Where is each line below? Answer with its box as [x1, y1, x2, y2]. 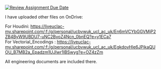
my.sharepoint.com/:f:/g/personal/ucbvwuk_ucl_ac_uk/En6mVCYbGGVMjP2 [5, 29, 156, 34]
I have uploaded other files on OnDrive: [5, 14, 83, 19]
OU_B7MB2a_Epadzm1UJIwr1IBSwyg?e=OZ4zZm [5, 49, 103, 55]
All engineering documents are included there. [5, 59, 98, 64]
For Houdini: [5, 23, 30, 29]
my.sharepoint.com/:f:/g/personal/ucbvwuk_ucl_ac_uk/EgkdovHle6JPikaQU [5, 44, 156, 50]
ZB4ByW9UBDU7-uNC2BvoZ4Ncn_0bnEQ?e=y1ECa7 [5, 34, 111, 39]
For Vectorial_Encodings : [5, 39, 56, 45]
